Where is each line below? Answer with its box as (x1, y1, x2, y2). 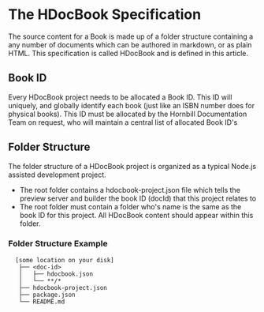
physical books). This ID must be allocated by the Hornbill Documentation (8, 109, 247, 118)
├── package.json (18, 291, 76, 299)
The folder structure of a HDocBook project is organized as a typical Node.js (8, 161, 257, 171)
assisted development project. (8, 170, 106, 179)
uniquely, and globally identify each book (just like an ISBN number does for (8, 100, 255, 110)
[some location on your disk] (15, 256, 114, 264)
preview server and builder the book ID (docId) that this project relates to (19, 194, 257, 203)
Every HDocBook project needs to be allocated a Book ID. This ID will (8, 92, 232, 102)
